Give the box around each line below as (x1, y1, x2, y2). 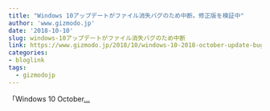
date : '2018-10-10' (8, 26, 74, 34)
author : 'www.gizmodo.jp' (8, 19, 95, 27)
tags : (8, 64, 27, 72)
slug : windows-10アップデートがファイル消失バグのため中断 (8, 34, 186, 42)
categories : (8, 49, 48, 57)
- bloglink (8, 57, 45, 65)
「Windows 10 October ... (8, 93, 91, 104)
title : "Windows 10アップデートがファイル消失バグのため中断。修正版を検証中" (8, 11, 244, 20)
